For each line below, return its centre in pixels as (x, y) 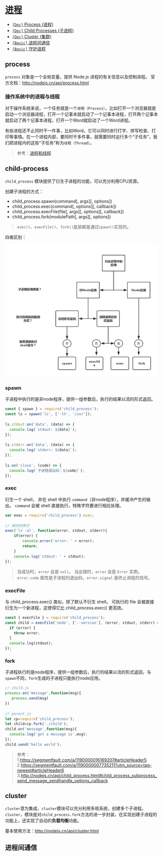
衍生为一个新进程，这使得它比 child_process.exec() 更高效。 (65, 608)
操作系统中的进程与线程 (32, 96)
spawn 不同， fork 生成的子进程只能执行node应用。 (54, 678)
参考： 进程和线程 (34, 153)
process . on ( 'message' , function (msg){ (43, 693)
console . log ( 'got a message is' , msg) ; (49, 734)
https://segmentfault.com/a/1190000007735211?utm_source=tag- (86, 765)
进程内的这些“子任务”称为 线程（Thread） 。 (54, 143)
